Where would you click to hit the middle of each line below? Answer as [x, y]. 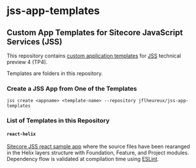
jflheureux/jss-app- [163, 101]
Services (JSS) [34, 41]
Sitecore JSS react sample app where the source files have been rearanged [98, 147]
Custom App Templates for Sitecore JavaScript [95, 33]
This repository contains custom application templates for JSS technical [94, 56]
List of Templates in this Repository [58, 120]
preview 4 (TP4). [27, 62]
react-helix [21, 134]
